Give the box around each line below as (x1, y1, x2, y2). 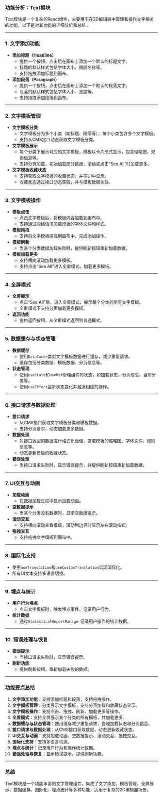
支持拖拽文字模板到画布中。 (19, 534, 75, 540)
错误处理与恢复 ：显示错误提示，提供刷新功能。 (12, 751, 106, 757)
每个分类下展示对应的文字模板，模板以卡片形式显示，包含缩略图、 (19, 149, 151, 154)
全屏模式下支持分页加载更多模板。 (19, 305, 88, 311)
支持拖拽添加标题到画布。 (19, 70, 71, 76)
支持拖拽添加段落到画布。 (19, 95, 71, 100)
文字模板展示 (12, 142, 38, 149)
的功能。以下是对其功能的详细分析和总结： (5, 22, 90, 28)
